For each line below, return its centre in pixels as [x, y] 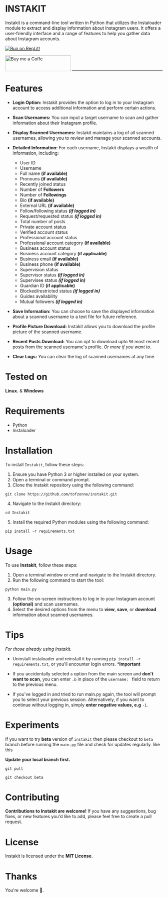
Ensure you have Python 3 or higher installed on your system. [76, 474]
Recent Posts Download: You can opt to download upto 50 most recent [86, 341]
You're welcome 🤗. [24, 890]
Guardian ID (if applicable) [47, 285]
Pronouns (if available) [43, 178]
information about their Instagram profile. [55, 123]
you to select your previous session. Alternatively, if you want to [78, 700]
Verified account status [44, 232]
